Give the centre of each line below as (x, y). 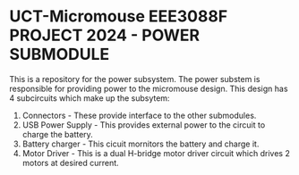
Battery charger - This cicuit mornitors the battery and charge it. (141, 144)
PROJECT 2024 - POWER (105, 35)
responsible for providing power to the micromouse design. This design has (149, 88)
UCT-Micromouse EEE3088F (119, 17)
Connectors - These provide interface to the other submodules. (139, 115)
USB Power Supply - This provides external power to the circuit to (144, 125)
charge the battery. (58, 134)
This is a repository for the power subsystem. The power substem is (135, 79)
